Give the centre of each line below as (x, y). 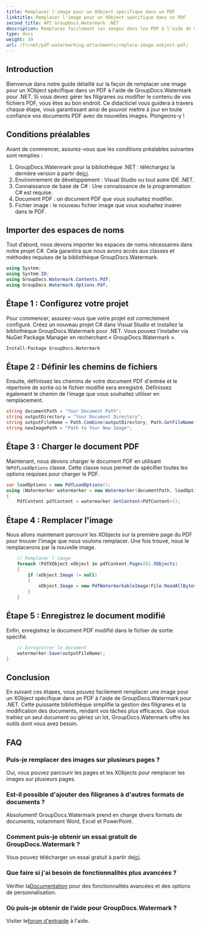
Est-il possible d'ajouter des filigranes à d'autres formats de (95, 794)
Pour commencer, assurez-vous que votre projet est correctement (88, 318)
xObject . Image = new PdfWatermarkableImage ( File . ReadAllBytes (117, 586)
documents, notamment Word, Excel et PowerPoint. (70, 822)
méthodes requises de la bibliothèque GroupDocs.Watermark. (82, 258)
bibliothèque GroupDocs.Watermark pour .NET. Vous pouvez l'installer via (97, 331)
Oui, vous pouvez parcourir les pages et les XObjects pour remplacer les (96, 773)
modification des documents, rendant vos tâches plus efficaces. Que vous (98, 711)
